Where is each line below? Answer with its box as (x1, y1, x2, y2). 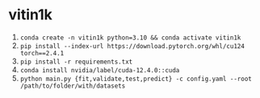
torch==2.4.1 (19, 49, 65, 57)
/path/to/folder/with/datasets (19, 82, 126, 90)
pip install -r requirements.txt (19, 58, 133, 66)
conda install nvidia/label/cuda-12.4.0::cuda (19, 66, 180, 74)
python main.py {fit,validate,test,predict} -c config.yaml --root (19, 75, 252, 83)
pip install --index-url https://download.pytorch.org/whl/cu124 (19, 42, 245, 50)
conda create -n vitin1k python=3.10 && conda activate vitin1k (19, 34, 241, 42)
